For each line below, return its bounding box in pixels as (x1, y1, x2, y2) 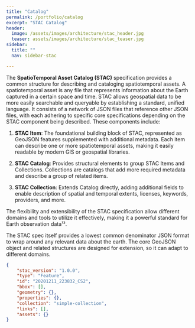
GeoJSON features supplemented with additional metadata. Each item (14, 135, 185, 142)
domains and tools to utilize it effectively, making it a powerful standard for (6, 214, 188, 221)
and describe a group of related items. (14, 172, 108, 179)
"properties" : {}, (17, 295, 62, 301)
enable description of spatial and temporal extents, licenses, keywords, (14, 190, 188, 197)
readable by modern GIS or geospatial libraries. (14, 148, 130, 155)
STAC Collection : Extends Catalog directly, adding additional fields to (14, 184, 184, 191)
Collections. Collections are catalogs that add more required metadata (14, 166, 186, 173)
